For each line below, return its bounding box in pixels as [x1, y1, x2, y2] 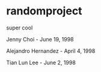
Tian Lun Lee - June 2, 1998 [6, 59, 76, 66]
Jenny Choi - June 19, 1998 [6, 35, 74, 43]
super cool [6, 24, 33, 31]
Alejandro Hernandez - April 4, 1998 [6, 47, 96, 55]
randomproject [6, 4, 82, 18]
